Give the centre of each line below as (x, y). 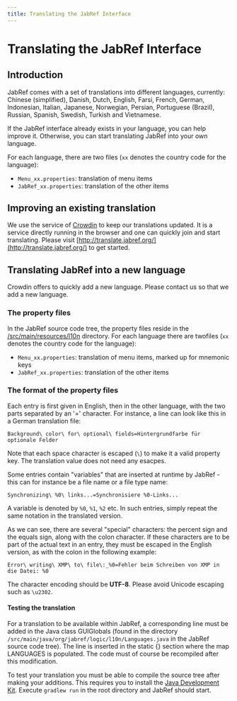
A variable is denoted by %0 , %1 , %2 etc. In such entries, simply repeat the (112, 508)
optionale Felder (33, 440)
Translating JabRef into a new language (97, 270)
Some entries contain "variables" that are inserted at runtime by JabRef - (114, 474)
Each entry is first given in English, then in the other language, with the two (116, 406)
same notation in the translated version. (65, 515)
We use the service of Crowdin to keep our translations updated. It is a (110, 225)
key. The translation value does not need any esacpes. (87, 460)
